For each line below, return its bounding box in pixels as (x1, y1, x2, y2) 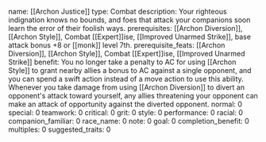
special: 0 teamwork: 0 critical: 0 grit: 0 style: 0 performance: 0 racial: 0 (8, 108, 244, 117)
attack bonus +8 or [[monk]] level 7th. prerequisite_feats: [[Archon (8, 40, 226, 50)
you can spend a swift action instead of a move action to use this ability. (8, 75, 244, 83)
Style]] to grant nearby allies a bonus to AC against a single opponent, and (8, 66, 252, 75)
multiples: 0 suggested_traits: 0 (8, 125, 111, 134)
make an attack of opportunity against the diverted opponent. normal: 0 (8, 99, 243, 109)
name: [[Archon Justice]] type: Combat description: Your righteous (8, 7, 228, 16)
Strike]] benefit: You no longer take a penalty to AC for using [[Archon (8, 57, 237, 67)
